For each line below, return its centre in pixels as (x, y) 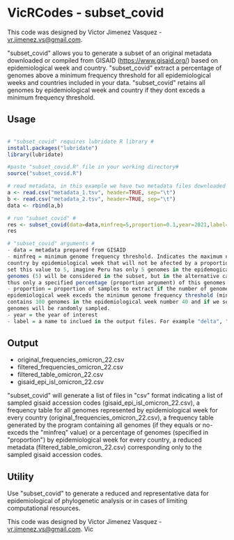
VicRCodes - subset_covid (86, 13)
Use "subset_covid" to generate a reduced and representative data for (108, 493)
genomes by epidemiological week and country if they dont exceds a (106, 90)
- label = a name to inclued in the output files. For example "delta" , (115, 321)
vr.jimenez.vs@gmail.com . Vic (50, 529)
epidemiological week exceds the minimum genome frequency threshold (110, 295)
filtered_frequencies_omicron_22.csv (70, 367)
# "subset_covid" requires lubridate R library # (81, 141)
